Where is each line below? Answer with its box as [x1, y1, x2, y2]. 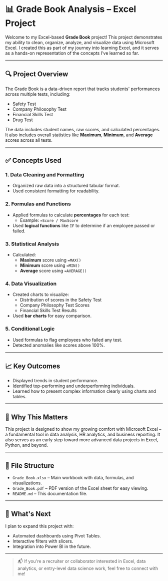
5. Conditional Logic [5, 326, 55, 333]
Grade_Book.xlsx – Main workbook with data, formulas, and [12, 475, 134, 481]
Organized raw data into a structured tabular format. [12, 183, 120, 189]
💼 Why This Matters [5, 413, 68, 421]
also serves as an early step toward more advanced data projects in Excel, [5, 437, 158, 443]
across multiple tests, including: [5, 91, 71, 97]
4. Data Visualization [5, 280, 56, 287]
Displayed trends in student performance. [12, 378, 98, 384]
